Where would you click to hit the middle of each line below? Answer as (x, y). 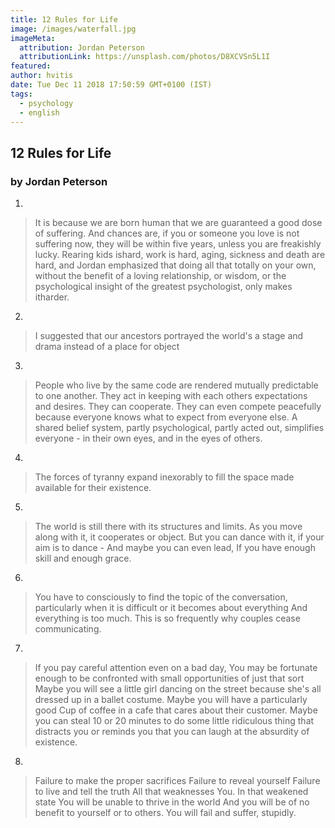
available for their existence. (93, 488)
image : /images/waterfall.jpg (73, 29)
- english (39, 112)
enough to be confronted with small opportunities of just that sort (169, 678)
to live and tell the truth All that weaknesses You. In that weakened (171, 792)
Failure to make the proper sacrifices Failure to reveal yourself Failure (177, 781)
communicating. (68, 629)
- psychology (46, 103)
